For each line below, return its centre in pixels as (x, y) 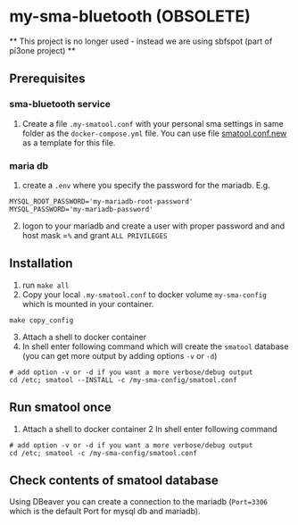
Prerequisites (47, 79)
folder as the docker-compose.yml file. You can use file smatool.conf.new (154, 133)
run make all (46, 285)
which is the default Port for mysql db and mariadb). (105, 512)
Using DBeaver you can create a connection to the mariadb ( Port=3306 (138, 502)
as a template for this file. (69, 142)
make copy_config (41, 320)
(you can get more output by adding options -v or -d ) (120, 355)
